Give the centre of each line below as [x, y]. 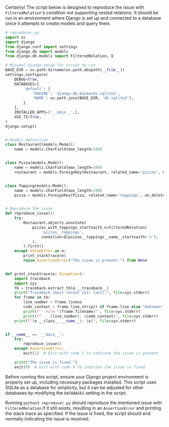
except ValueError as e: [40, 251]
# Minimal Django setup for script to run [50, 65]
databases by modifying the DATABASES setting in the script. [66, 393]
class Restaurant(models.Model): [40, 145]
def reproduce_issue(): [30, 214]
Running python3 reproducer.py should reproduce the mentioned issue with [83, 402]
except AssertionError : [39, 349]
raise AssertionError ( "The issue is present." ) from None [85, 260]
